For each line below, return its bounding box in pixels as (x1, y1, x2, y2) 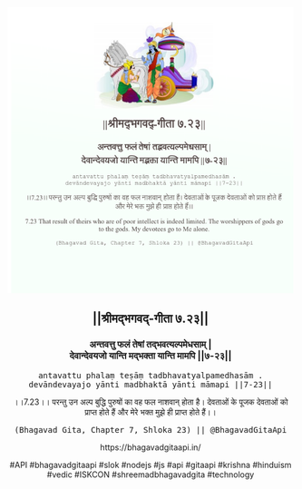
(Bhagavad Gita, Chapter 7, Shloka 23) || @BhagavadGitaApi (14, 425, 287, 435)
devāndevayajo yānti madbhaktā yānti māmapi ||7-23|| (28, 379, 273, 389)
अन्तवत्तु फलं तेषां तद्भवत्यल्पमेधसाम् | (89, 338, 212, 351)
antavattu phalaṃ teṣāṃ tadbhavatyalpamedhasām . (37, 370, 264, 380)
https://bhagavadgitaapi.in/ (100, 442, 201, 453)
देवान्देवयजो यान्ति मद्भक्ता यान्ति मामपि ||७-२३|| (69, 349, 232, 362)
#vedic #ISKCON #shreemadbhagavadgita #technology (46, 469, 255, 480)
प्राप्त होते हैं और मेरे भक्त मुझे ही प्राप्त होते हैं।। (84, 406, 217, 417)
